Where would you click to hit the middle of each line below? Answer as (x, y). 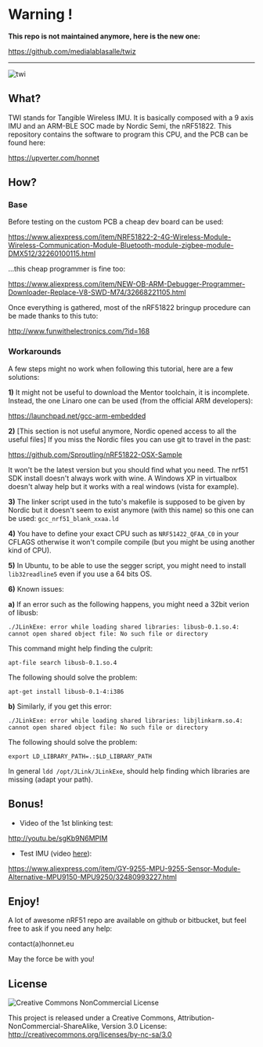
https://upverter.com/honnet (54, 158)
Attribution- (196, 1018)
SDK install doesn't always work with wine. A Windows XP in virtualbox (122, 478)
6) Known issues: (36, 589)
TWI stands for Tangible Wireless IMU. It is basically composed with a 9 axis (131, 117)
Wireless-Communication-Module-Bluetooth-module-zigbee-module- (121, 246)
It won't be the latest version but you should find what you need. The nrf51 (128, 469)
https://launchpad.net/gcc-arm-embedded (77, 416)
